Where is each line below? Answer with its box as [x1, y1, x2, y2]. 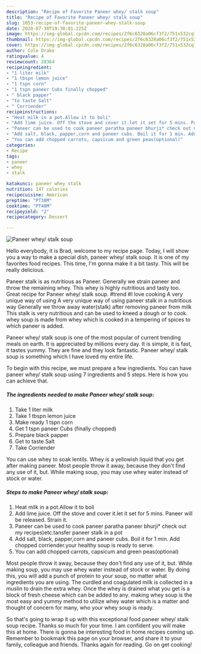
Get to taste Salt [14, 438, 55, 445]
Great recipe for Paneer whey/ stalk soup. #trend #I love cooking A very [6, 291, 184, 298]
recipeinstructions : [6, 109, 58, 115]
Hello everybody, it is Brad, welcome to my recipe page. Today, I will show [6, 247, 190, 255]
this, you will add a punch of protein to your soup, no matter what [6, 572, 167, 580]
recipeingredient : [6, 64, 52, 71]
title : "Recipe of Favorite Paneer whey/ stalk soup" [6, 14, 144, 20]
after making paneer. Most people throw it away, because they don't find [6, 462, 185, 469]
